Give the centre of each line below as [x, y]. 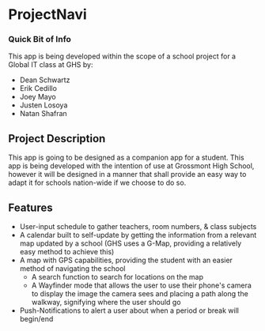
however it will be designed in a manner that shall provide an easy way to [127, 175]
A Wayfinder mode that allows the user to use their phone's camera [141, 285]
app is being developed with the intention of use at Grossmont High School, [131, 166]
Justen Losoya [44, 105]
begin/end [36, 319]
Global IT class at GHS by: [51, 65]
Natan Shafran [43, 114]
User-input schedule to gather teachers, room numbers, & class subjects [138, 227]
